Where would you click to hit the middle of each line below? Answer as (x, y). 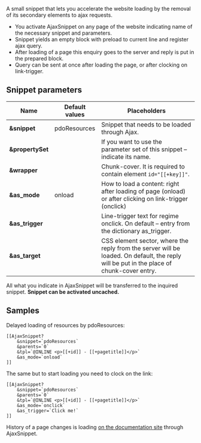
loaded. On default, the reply (141, 255)
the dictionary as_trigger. (136, 231)
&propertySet (29, 149)
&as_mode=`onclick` (41, 405)
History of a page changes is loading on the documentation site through (95, 427)
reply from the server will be (141, 248)
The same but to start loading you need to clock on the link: (80, 373)
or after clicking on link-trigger (145, 198)
